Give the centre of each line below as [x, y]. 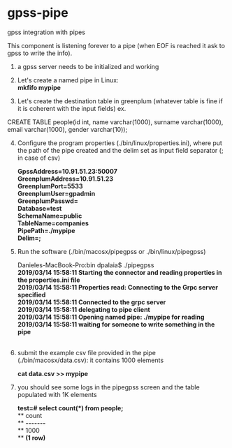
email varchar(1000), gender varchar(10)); [67, 129]
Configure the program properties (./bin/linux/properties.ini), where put [119, 143]
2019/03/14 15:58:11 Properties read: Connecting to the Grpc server [118, 287]
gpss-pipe [38, 13]
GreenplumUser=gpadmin [56, 193]
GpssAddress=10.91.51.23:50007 [67, 171]
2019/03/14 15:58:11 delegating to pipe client [84, 309]
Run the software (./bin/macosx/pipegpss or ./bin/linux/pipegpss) [111, 251]
